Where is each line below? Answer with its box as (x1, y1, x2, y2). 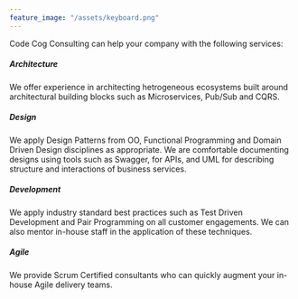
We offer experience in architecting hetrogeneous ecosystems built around (9, 81, 289, 92)
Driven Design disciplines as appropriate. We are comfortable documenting (9, 144, 289, 154)
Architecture (9, 59, 59, 70)
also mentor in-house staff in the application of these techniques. (9, 226, 253, 237)
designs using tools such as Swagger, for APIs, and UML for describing (9, 154, 275, 164)
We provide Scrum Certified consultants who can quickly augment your (9, 269, 275, 280)
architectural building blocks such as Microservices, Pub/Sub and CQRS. (9, 91, 280, 102)
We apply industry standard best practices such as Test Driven (9, 207, 244, 218)
